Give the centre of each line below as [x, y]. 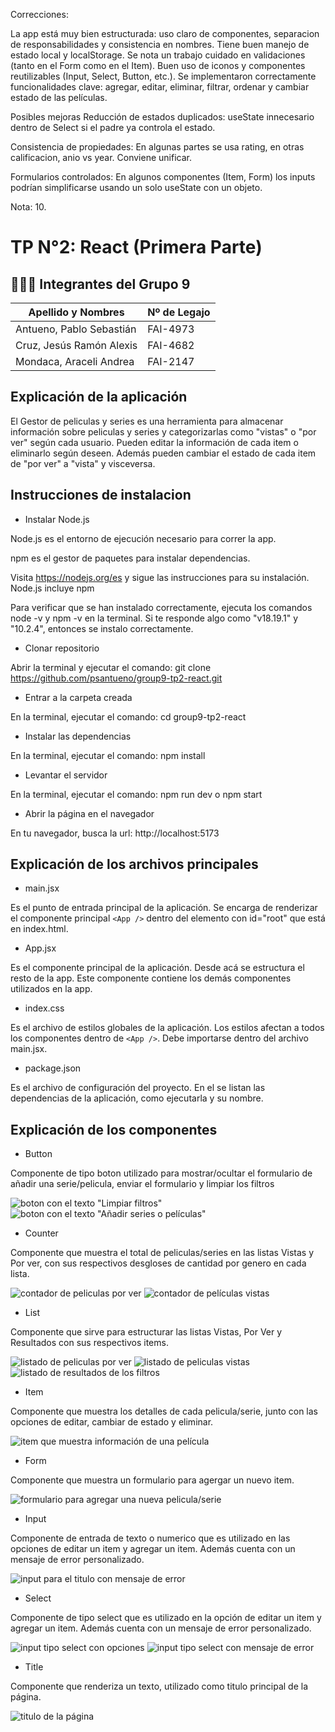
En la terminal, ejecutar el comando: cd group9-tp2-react [128, 716]
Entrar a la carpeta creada [78, 697]
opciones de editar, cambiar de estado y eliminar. [112, 1422]
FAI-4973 [171, 329]
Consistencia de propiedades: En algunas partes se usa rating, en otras [157, 147]
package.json [53, 1068]
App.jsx [40, 948]
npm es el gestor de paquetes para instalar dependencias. [130, 558]
